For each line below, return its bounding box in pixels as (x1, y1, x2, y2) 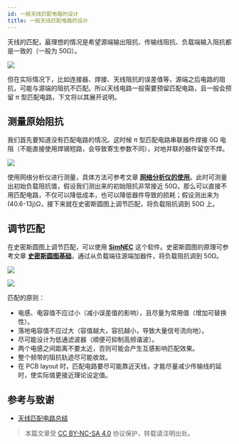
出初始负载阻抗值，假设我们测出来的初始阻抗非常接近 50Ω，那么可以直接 (7, 182, 221, 191)
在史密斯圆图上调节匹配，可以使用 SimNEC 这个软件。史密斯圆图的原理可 (7, 243, 223, 251)
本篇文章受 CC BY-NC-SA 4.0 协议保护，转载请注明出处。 (24, 428, 194, 438)
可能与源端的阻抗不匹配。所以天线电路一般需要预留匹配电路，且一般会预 (19, 83, 232, 92)
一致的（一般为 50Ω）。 (13, 46, 81, 55)
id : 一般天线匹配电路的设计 (7, 10, 79, 18)
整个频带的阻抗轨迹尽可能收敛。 (17, 353, 112, 361)
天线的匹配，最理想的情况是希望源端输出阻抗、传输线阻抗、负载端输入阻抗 (7, 37, 225, 46)
